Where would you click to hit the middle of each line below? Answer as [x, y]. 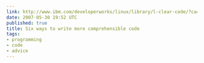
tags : [13, 34]
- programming [24, 40]
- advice [17, 51]
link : [13, 12]
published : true [27, 23]
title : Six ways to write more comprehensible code [73, 28]
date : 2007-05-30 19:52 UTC [42, 17]
